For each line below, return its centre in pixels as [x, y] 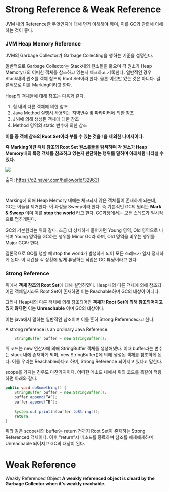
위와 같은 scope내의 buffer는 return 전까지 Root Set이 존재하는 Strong [75, 431]
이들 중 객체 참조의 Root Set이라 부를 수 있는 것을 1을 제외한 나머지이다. [75, 136]
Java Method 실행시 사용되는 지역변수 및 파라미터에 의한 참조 [73, 113]
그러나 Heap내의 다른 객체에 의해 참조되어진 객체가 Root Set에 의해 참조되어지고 [84, 302]
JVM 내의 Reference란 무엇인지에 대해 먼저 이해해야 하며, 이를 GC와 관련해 [80, 24]
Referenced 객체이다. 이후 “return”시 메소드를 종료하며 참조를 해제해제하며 [79, 437]
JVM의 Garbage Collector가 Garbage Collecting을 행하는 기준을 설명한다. [79, 55]
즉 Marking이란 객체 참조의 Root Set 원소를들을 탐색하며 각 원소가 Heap [76, 147]
